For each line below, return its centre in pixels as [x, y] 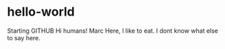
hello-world [41, 12]
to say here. [24, 37]
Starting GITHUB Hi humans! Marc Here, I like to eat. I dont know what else [113, 31]
